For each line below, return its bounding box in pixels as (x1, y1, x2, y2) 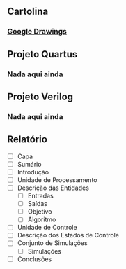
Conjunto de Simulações (17, 239, 88, 247)
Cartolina (7, 6, 49, 18)
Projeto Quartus (7, 48, 78, 60)
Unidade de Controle (17, 223, 78, 232)
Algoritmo (27, 215, 56, 223)
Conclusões (17, 255, 52, 263)
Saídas (27, 200, 47, 208)
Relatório (7, 133, 47, 146)
